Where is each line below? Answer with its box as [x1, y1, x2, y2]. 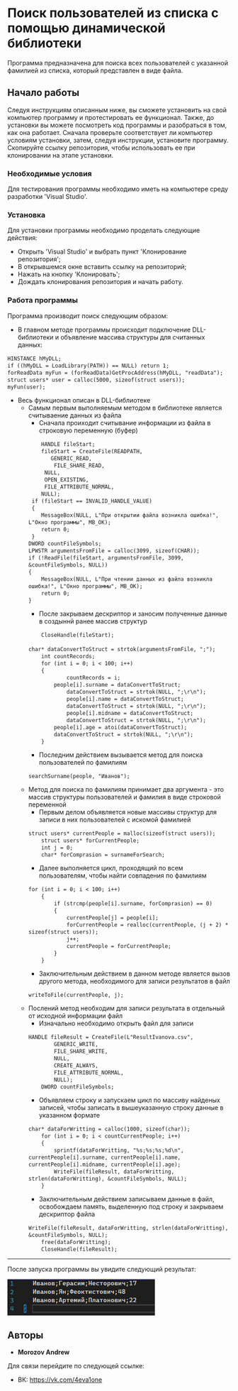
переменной [28, 800, 67, 809]
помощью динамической [7, 20, 166, 36]
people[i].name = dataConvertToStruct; [66, 695, 184, 702]
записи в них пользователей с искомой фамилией [38, 815, 191, 824]
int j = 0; [41, 844, 73, 851]
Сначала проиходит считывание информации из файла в [38, 418, 211, 427]
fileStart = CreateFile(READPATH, [41, 447, 143, 455]
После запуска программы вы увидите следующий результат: [7, 1265, 196, 1273]
